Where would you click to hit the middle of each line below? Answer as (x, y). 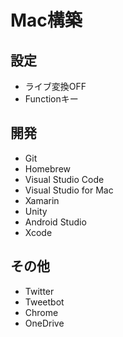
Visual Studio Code (64, 179)
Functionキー (51, 99)
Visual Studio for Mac (69, 190)
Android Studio (55, 222)
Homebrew (47, 168)
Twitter (39, 291)
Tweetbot (44, 302)
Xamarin (42, 200)
